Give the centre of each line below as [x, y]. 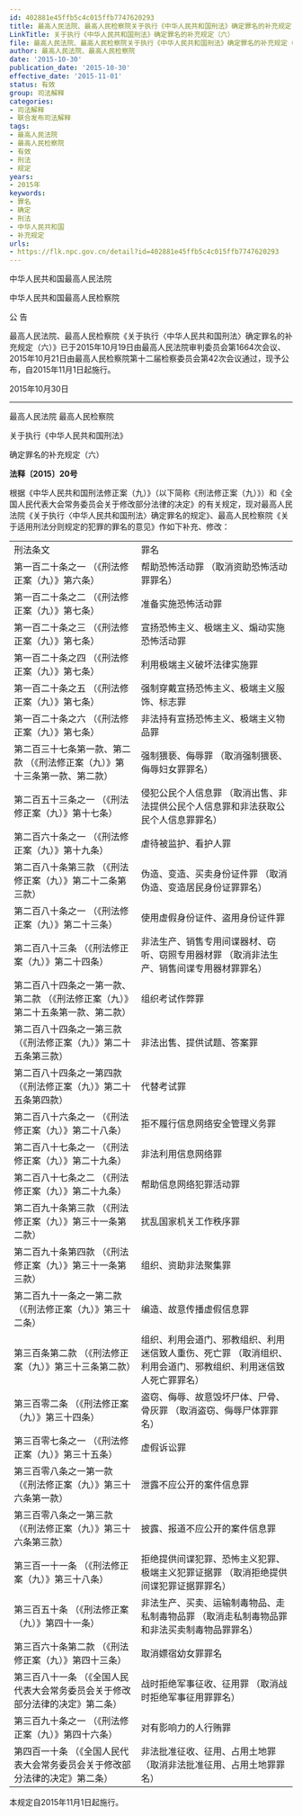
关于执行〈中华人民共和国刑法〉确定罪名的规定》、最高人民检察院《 [157, 516]
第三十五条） [91, 1454]
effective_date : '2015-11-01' [66, 76]
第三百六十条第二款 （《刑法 [71, 1647]
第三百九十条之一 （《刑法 [67, 1722]
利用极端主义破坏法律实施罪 [200, 665]
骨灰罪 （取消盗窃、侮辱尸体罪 [205, 1411]
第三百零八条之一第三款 [64, 1515]
